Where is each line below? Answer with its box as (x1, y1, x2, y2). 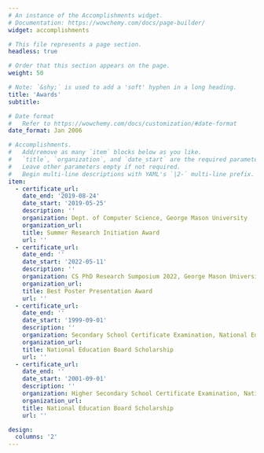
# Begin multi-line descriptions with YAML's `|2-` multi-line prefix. (8, 170, 255, 178)
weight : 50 (8, 69, 44, 77)
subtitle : (8, 98, 41, 106)
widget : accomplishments (8, 26, 90, 34)
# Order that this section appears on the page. (8, 62, 170, 70)
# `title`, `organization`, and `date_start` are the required (8, 156, 226, 164)
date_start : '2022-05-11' (22, 258, 108, 266)
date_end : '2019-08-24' (22, 192, 101, 201)
